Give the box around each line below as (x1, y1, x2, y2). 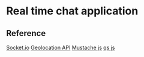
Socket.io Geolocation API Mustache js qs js (6, 44, 115, 51)
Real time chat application (6, 4, 139, 18)
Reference (6, 28, 46, 38)
